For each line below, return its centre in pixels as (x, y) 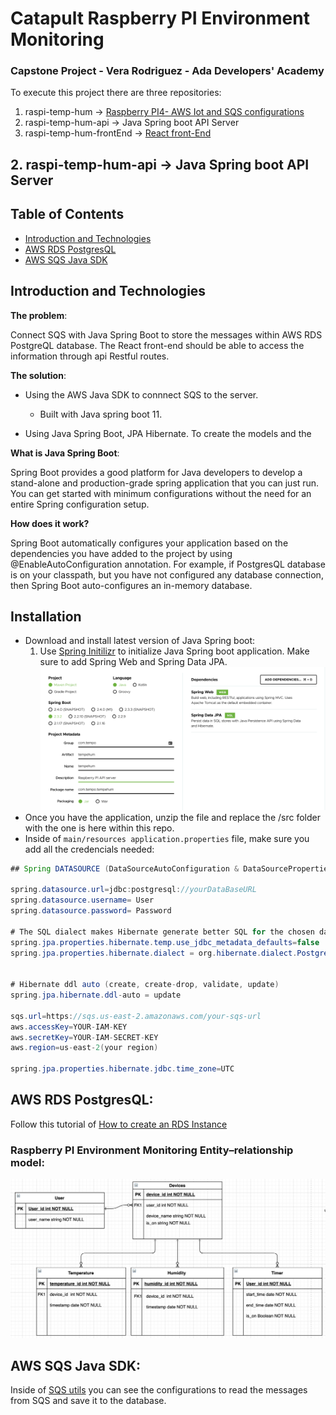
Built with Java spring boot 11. (101, 414)
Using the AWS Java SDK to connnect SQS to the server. (141, 394)
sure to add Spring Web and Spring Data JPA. (133, 662)
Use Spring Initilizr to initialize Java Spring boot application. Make (174, 651)
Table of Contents (67, 214)
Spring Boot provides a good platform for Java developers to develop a (156, 472)
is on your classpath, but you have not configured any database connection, (167, 574)
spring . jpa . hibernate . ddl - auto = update (96, 995)
